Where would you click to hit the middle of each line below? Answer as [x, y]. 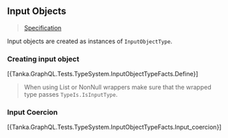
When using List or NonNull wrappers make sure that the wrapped [117, 87]
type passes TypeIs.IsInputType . [71, 95]
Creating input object [43, 59]
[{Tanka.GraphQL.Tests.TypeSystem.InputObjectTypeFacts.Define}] [103, 74]
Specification [43, 27]
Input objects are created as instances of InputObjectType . [90, 41]
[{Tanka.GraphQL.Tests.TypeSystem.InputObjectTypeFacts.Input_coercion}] [114, 127]
